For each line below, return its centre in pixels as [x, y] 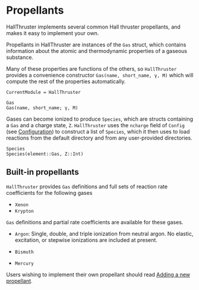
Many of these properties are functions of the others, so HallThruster [91, 68]
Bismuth [24, 252]
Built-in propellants [42, 172]
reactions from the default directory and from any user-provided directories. [99, 138]
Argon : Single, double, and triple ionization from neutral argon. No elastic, [104, 234]
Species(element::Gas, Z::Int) [45, 154]
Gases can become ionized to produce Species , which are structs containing [100, 119]
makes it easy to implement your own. [53, 33]
